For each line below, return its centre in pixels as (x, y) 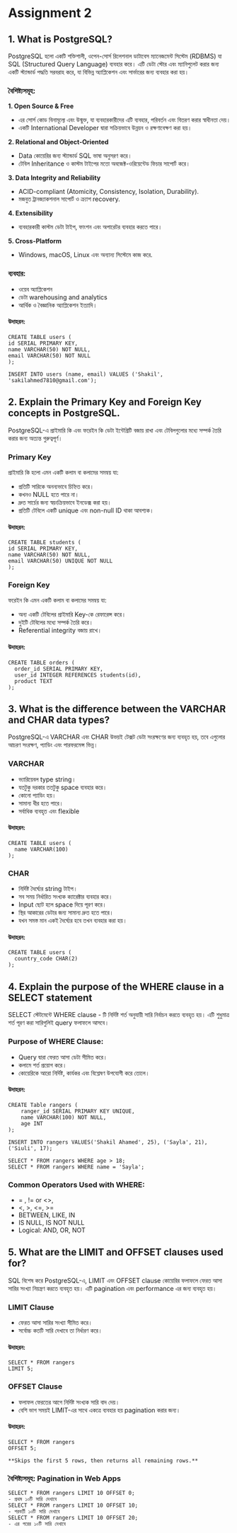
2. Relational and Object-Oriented (58, 142)
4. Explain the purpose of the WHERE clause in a (116, 986)
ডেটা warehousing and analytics (63, 297)
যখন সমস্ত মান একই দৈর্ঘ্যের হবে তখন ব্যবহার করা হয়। (73, 921)
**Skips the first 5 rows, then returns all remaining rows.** (103, 1460)
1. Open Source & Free (41, 106)
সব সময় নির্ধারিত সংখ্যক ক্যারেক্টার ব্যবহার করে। (65, 897)
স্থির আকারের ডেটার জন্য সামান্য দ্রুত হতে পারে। (66, 913)
